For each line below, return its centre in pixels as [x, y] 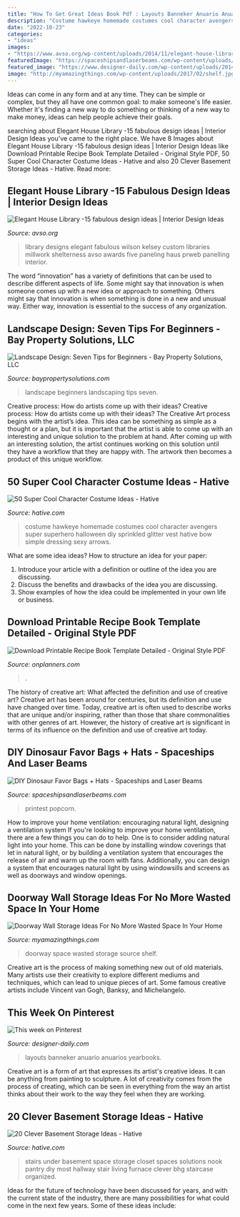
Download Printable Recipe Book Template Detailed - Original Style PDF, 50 [119, 153]
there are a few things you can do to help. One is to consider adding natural [119, 837]
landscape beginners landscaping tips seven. [91, 393]
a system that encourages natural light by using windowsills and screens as [119, 867]
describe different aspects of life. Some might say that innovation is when [116, 283]
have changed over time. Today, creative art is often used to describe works [119, 707]
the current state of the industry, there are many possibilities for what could [119, 1198]
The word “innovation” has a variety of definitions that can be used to [110, 276]
